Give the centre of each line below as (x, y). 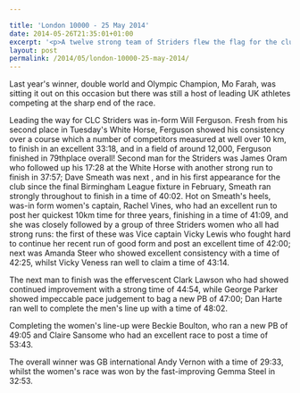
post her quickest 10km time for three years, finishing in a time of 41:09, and (149, 215)
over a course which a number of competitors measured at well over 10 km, (148, 139)
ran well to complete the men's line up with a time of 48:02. (119, 308)
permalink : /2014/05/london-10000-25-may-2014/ (100, 59)
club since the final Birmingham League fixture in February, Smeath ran (140, 187)
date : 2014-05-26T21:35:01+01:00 (71, 33)
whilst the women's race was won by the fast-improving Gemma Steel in (142, 372)
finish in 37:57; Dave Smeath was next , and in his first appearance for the (145, 177)
